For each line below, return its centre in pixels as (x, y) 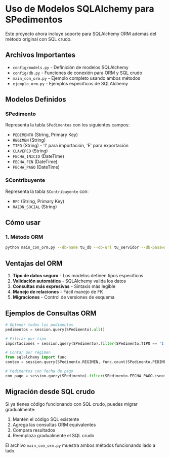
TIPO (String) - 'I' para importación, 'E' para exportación (71, 146)
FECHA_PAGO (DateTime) (36, 167)
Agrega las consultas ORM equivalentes (54, 424)
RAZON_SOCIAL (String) (35, 207)
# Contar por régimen (28, 353)
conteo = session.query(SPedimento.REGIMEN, (53, 362)
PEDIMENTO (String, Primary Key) (45, 135)
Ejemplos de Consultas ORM (51, 313)
